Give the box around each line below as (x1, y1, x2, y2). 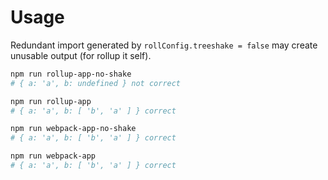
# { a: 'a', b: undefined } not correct (10, 78, 182, 88)
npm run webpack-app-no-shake (10, 124, 137, 134)
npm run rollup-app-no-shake (10, 69, 132, 79)
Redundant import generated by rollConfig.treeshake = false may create (10, 39, 318, 51)
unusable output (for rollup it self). (10, 49, 152, 61)
